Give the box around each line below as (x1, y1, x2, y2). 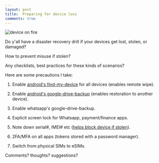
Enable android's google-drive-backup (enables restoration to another (12, 91, 153, 97)
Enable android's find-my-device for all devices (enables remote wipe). (12, 81, 155, 87)
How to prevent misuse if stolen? (5, 53, 71, 59)
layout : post (5, 7, 32, 12)
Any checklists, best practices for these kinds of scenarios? (5, 63, 125, 68)
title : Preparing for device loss (5, 12, 77, 16)
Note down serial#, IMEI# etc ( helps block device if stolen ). (12, 124, 131, 130)
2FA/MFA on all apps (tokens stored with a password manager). (12, 134, 140, 140)
